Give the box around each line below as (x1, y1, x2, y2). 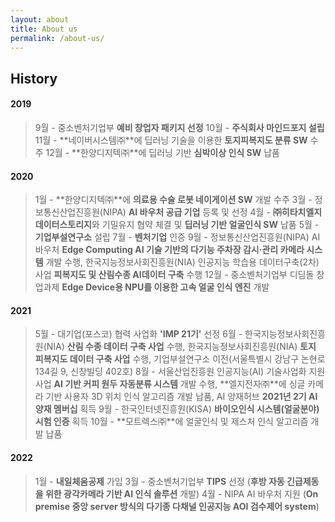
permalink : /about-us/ (10, 33, 105, 43)
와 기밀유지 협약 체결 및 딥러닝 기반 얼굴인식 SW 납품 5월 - (91, 219, 320, 231)
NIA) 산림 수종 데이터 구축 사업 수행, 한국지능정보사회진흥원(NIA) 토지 (46, 341, 317, 353)
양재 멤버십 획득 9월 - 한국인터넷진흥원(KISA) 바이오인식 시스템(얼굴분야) (34, 403, 320, 415)
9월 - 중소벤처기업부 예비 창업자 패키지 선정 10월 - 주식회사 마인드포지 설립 (34, 121, 325, 133)
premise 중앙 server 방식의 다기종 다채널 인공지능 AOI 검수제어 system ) (34, 500, 320, 512)
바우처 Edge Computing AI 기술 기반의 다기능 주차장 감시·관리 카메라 (34, 244, 305, 256)
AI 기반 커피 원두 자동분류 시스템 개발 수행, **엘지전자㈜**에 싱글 (53, 378, 306, 390)
